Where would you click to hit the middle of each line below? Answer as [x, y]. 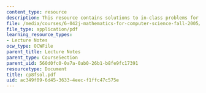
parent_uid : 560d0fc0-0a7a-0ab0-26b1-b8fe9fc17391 [72, 63]
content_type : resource [37, 12]
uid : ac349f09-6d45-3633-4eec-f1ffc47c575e [63, 80]
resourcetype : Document [37, 69]
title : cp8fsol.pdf [31, 75]
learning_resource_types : [39, 35]
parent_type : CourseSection [42, 58]
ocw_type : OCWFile [30, 46]
